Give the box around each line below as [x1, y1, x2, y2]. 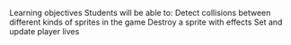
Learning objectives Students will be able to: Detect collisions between [9, 8, 271, 18]
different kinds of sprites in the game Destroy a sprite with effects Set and [9, 17, 283, 27]
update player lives [9, 26, 80, 36]
